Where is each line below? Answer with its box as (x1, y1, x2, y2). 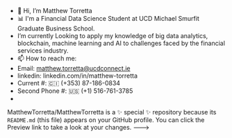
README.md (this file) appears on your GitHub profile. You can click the (7, 116, 205, 124)
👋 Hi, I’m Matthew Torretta (17, 7, 92, 15)
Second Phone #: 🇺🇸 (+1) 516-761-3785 (17, 87, 133, 95)
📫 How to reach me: (17, 54, 77, 62)
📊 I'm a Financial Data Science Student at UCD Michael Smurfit (17, 15, 199, 22)
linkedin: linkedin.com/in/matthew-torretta (17, 71, 138, 80)
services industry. (17, 46, 69, 55)
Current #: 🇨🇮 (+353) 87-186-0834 (17, 79, 120, 87)
